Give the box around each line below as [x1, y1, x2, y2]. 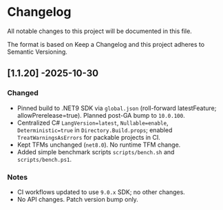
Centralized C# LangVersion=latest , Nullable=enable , [17, 118, 169, 127]
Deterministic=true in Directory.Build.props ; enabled [17, 125, 173, 134]
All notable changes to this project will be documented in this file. [7, 27, 193, 35]
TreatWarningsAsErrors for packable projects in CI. [17, 133, 160, 141]
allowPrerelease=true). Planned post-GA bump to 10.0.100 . [17, 111, 185, 119]
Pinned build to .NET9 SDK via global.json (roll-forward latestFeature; [17, 104, 217, 112]
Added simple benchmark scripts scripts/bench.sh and [17, 147, 175, 156]
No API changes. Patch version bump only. [17, 195, 139, 203]
